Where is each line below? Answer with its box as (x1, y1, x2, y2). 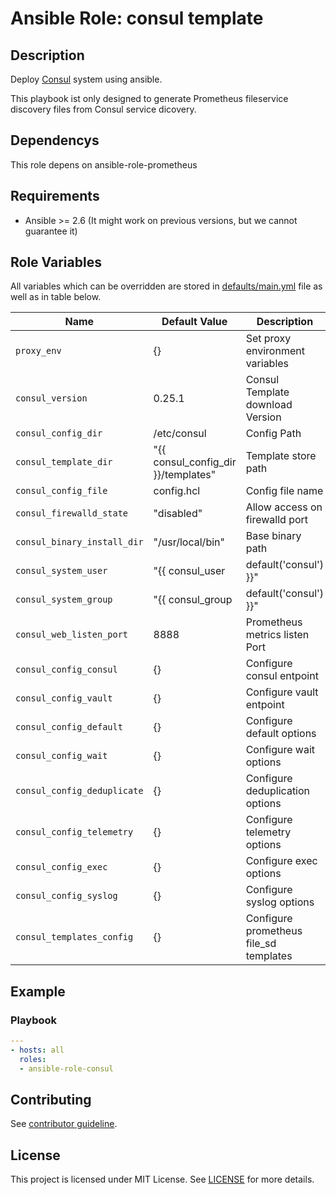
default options (245, 727, 317, 741)
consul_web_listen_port (15, 629, 129, 641)
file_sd (245, 937, 277, 951)
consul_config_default (15, 722, 123, 733)
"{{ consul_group (153, 593, 233, 607)
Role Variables (10, 254, 102, 271)
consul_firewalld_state (15, 508, 129, 519)
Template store (245, 449, 317, 463)
